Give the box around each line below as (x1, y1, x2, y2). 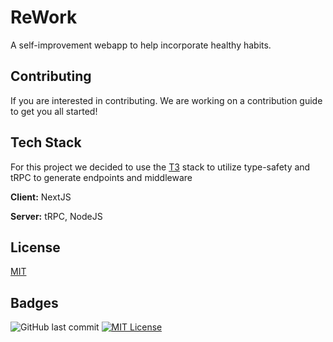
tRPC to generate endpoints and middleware (10, 171, 193, 183)
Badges (10, 294, 59, 311)
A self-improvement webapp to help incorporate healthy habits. (10, 39, 272, 51)
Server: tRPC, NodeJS (10, 210, 103, 222)
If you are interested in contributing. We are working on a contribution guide (10, 94, 323, 106)
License (10, 239, 61, 256)
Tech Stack (10, 134, 82, 151)
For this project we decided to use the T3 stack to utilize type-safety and (10, 161, 311, 173)
